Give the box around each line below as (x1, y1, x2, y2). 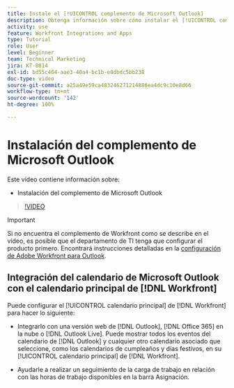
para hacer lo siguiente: (7, 308, 75, 317)
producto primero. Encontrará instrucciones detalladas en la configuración (7, 244, 221, 252)
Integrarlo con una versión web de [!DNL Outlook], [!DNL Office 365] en (17, 322, 224, 330)
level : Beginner (7, 50, 54, 57)
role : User (7, 43, 39, 50)
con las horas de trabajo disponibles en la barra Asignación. (17, 373, 190, 381)
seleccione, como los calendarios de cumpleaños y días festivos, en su (17, 344, 221, 352)
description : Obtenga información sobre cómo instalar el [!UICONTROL (7, 17, 217, 24)
